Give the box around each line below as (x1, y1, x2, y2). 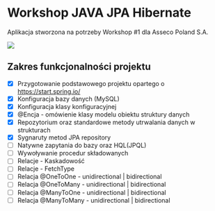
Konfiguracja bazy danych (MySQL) (17, 94, 120, 103)
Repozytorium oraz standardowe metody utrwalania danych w (17, 118, 196, 126)
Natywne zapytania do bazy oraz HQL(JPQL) (17, 141, 147, 150)
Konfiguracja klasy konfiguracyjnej (17, 102, 117, 110)
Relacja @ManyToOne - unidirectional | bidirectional (17, 188, 167, 196)
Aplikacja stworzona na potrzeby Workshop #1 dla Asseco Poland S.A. (7, 28, 209, 36)
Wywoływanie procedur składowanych (17, 149, 129, 158)
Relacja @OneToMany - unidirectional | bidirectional (17, 180, 166, 189)
